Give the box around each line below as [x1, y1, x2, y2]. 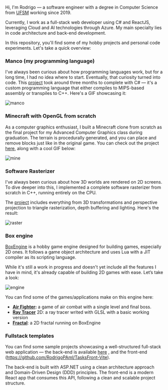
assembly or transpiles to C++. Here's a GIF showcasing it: [5, 90, 127, 96]
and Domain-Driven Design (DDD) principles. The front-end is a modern [5, 369, 154, 375]
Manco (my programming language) [5, 57, 95, 64]
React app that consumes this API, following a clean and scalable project [5, 375, 155, 381]
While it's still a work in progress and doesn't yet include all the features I [5, 264, 156, 270]
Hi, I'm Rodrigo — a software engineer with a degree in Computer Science [5, 5, 158, 10]
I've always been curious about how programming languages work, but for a [5, 69, 163, 75]
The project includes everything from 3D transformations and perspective [5, 199, 158, 205]
